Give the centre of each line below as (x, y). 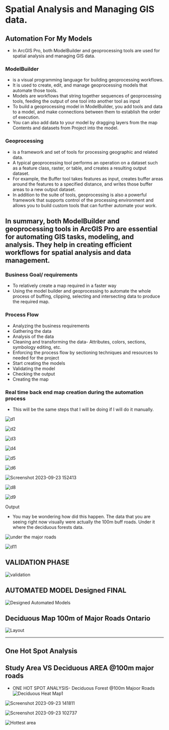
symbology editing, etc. (37, 347)
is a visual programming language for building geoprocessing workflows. (88, 80)
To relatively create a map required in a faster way (64, 286)
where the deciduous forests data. (48, 527)
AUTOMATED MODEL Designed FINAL (66, 590)
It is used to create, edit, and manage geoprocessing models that (80, 85)
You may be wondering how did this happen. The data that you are (81, 516)
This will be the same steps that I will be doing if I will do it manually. (83, 409)
